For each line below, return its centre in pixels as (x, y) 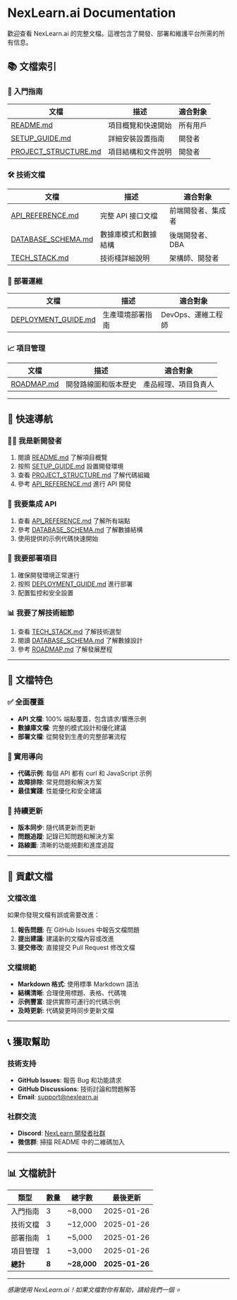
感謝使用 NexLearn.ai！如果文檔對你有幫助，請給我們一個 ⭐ (94, 1290)
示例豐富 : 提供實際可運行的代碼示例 (69, 1002)
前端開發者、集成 (197, 210)
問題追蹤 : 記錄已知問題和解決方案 (66, 836)
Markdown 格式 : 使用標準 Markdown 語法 (78, 984)
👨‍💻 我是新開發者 (35, 440)
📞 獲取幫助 (29, 1041)
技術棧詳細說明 (125, 258)
